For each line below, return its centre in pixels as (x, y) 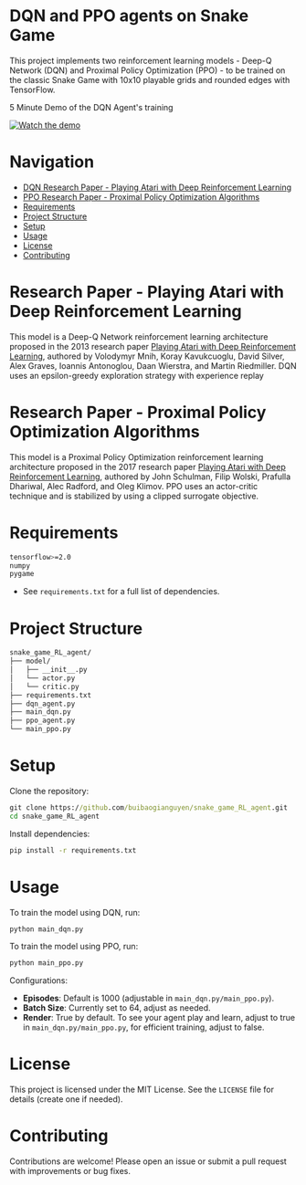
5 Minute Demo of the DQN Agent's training (91, 107)
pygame (22, 574)
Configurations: (39, 981)
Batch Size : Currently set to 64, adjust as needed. (116, 1008)
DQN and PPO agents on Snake (129, 16)
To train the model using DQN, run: (75, 912)
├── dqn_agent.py (42, 704)
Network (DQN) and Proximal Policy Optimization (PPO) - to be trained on (148, 70)
